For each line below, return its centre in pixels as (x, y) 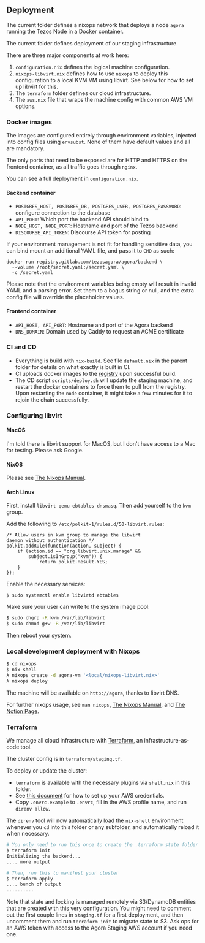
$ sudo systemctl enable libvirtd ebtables (63, 595)
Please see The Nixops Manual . (46, 478)
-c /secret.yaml (32, 273)
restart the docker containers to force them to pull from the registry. (101, 386)
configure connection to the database (63, 213)
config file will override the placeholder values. (65, 297)
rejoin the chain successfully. (52, 399)
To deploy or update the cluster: (47, 771)
